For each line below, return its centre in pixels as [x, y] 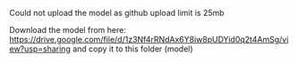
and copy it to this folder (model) [133, 49]
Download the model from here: [68, 30]
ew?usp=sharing [40, 49]
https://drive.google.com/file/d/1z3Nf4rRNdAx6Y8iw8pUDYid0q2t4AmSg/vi [149, 39]
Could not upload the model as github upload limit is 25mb [117, 13]
